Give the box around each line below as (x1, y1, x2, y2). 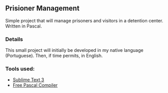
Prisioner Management (5, 4, 80, 13)
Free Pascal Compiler (12, 82, 58, 88)
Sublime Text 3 (12, 77, 44, 83)
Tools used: (5, 66, 35, 73)
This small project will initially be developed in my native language (5, 47, 144, 53)
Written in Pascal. (5, 23, 42, 29)
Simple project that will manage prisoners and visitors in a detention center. (5, 17, 163, 23)
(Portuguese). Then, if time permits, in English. (5, 53, 103, 59)
